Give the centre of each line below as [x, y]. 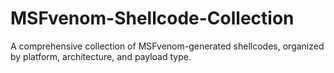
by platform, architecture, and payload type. [101, 56]
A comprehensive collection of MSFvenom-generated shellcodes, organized [167, 46]
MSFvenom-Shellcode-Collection [152, 18]
